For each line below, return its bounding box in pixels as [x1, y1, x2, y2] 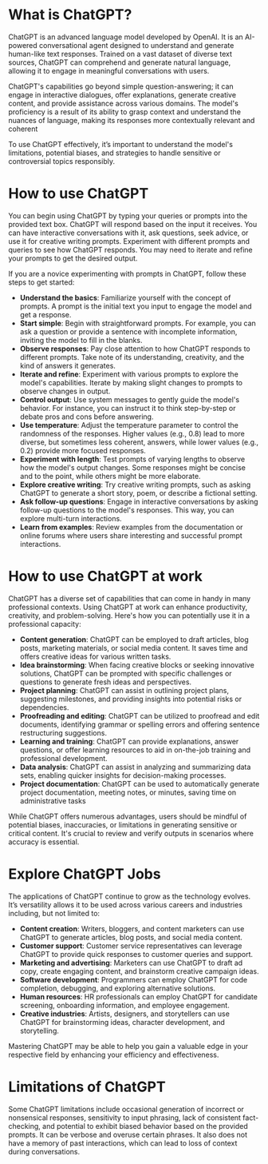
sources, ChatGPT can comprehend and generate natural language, [8, 58, 231, 67]
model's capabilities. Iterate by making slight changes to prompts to [19, 377, 243, 387]
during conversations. [8, 1146, 81, 1156]
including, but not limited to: [8, 908, 100, 918]
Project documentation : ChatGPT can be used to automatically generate [19, 779, 260, 788]
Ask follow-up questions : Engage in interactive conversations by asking [19, 496, 258, 506]
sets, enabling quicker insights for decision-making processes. [19, 770, 227, 780]
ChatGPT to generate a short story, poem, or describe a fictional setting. [19, 488, 258, 497]
